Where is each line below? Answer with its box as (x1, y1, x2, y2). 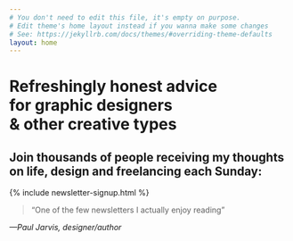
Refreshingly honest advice (9, 77, 218, 96)
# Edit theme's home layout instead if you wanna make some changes (9, 21, 269, 30)
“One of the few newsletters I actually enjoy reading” (30, 204, 225, 215)
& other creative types (9, 114, 177, 135)
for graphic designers (9, 96, 173, 116)
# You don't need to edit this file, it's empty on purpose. (9, 12, 241, 22)
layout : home (9, 37, 58, 47)
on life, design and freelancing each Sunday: (9, 163, 263, 179)
